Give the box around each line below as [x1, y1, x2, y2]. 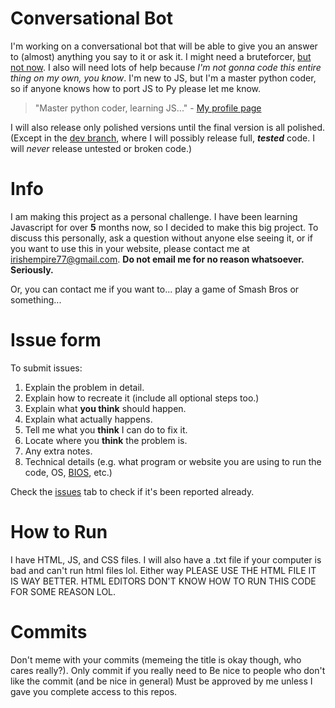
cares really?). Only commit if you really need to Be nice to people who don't [10, 664, 326, 676]
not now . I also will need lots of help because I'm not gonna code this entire [10, 61, 322, 73]
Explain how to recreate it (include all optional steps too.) [24, 392, 260, 404]
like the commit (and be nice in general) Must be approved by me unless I [10, 675, 313, 687]
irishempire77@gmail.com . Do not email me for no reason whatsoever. [10, 253, 305, 265]
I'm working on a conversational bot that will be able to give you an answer [10, 40, 318, 52]
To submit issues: [10, 362, 83, 374]
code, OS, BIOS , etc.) [24, 466, 113, 478]
